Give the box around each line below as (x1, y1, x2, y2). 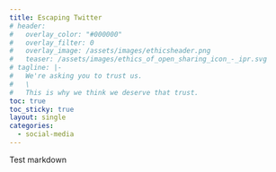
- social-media (17, 130, 75, 139)
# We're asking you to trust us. (9, 72, 143, 81)
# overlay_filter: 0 (9, 38, 94, 47)
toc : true (9, 96, 47, 106)
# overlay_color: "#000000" (9, 30, 123, 39)
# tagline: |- (9, 64, 63, 73)
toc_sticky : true (9, 105, 75, 114)
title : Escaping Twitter (9, 13, 102, 22)
